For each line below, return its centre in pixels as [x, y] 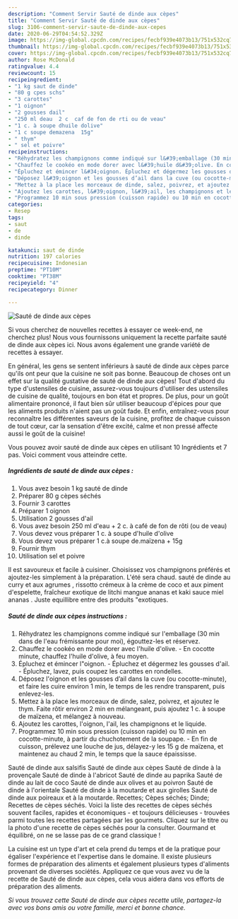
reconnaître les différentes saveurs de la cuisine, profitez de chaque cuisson [119, 418]
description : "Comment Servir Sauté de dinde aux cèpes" [94, 14]
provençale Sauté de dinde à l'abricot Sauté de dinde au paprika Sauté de [115, 775]
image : [18, 40]
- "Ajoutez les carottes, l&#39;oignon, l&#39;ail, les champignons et [115, 192]
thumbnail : [24, 47]
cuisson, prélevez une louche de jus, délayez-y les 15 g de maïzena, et [121, 747]
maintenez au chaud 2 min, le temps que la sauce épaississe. [107, 754]
